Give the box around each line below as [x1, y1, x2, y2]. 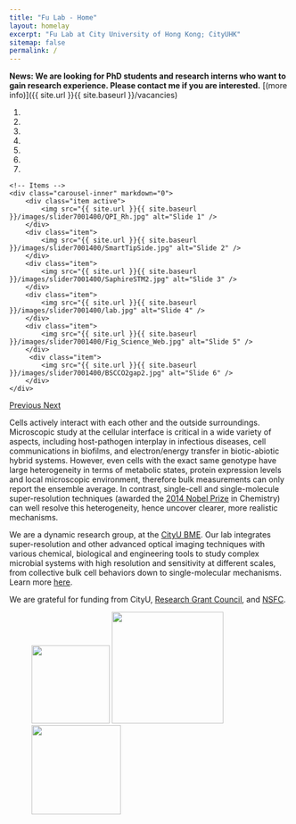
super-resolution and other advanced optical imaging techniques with [9, 539, 266, 550]
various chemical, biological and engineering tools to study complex [9, 548, 260, 559]
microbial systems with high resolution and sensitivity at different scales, [9, 558, 276, 569]
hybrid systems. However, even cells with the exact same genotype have [9, 455, 277, 466]
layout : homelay [9, 21, 70, 30]
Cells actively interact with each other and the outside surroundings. [9, 417, 260, 429]
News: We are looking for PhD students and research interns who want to [9, 71, 287, 81]
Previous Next [9, 400, 62, 411]
